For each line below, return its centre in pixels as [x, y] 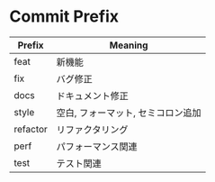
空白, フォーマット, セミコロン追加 [129, 113]
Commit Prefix [64, 17]
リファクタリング [92, 130]
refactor [31, 129]
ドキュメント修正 [92, 96]
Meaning [129, 45]
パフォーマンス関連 [97, 146]
